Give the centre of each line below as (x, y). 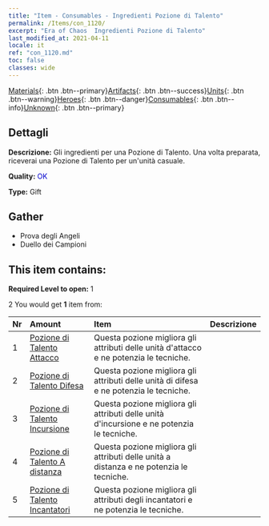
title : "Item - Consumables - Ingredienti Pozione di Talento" (116, 16)
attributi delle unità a (132, 457)
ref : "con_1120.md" (41, 53)
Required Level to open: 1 (51, 289)
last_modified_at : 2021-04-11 (59, 38)
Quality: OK (28, 176)
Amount (45, 324)
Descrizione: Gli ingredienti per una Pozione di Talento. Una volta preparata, (134, 152)
